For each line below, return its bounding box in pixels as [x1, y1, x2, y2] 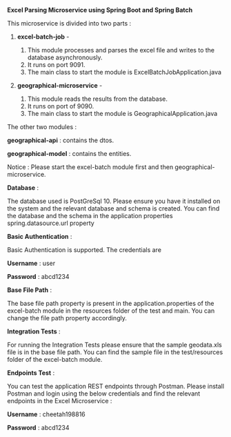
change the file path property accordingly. [7, 314, 128, 322]
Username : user [7, 259, 56, 267]
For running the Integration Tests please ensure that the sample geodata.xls [7, 341, 222, 349]
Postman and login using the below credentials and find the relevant [7, 389, 201, 398]
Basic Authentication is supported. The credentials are [7, 246, 162, 254]
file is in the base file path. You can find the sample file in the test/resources [7, 348, 223, 356]
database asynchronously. [27, 53, 103, 61]
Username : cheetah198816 [7, 410, 86, 418]
